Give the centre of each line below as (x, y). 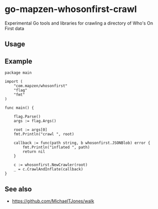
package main (18, 73)
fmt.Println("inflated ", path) (56, 147)
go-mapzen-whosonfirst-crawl (71, 9)
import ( (14, 82)
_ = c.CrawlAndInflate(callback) (48, 169)
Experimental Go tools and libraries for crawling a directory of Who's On (79, 23)
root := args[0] (31, 130)
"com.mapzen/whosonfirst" (41, 86)
